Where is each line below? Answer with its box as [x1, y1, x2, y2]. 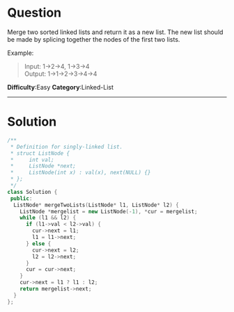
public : [10, 195, 33, 202]
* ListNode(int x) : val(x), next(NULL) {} [10, 169, 151, 176]
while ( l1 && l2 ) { [19, 214, 77, 222]
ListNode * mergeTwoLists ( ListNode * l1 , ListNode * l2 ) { [13, 202, 179, 208]
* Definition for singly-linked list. [10, 143, 123, 150]
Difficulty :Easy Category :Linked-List [7, 83, 114, 91]
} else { [25, 240, 52, 247]
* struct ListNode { [10, 149, 70, 157]
